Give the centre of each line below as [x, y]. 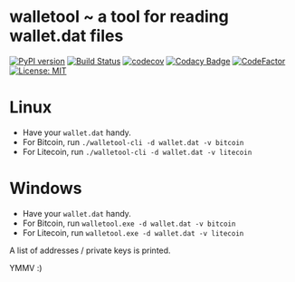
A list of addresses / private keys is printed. [90, 250]
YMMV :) [26, 267]
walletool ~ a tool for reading [119, 17]
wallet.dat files [67, 36]
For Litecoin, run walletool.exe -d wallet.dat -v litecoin [133, 232]
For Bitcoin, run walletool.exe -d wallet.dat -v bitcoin [129, 223]
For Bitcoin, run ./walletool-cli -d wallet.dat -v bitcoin [133, 141]
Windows [46, 189]
